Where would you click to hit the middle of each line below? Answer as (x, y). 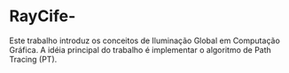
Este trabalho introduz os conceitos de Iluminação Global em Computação (145, 40)
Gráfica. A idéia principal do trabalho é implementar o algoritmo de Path (141, 49)
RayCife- (43, 16)
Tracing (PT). (33, 59)
